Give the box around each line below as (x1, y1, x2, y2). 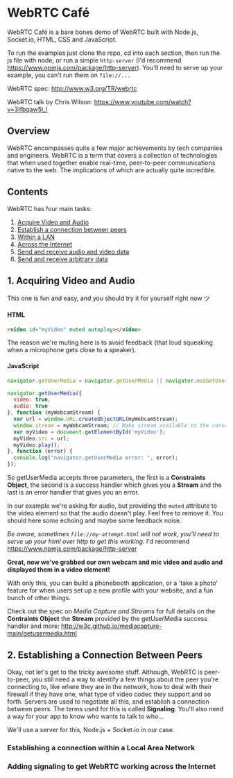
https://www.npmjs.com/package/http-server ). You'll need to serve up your (7, 63, 223, 72)
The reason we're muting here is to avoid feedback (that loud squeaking (7, 338, 214, 347)
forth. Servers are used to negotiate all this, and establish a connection (7, 697, 209, 706)
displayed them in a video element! (7, 565, 110, 574)
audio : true (13, 403, 49, 410)
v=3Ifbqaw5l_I (7, 105, 48, 113)
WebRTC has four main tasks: (7, 204, 92, 213)
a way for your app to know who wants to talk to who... (7, 712, 164, 720)
